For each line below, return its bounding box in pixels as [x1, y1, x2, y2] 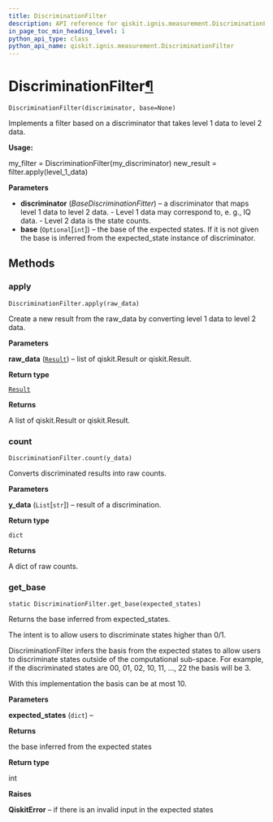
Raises [8, 789, 32, 799]
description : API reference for [8, 20, 118, 28]
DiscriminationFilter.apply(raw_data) [8, 299, 140, 307]
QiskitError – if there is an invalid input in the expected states [8, 805, 214, 815]
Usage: [8, 143, 34, 153]
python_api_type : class [8, 34, 89, 43]
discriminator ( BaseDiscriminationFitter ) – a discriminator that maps [19, 198, 249, 208]
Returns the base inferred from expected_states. [8, 615, 171, 624]
